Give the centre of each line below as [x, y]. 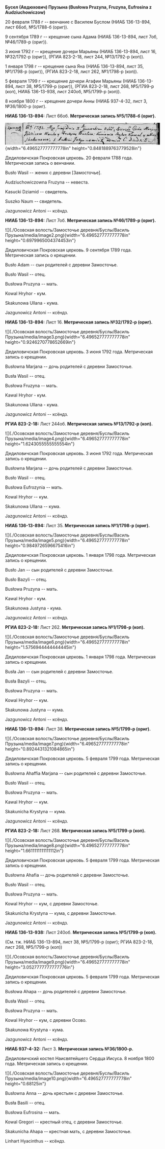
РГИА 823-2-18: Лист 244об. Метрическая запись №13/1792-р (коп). [79, 424]
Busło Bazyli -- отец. [26, 579]
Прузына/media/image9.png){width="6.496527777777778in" [68, 962]
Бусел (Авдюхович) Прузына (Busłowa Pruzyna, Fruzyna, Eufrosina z [79, 7]
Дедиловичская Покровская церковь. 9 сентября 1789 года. [69, 250]
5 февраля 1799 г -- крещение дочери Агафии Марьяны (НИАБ [71, 81]
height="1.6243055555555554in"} [40, 444]
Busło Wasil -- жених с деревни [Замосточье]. [53, 173]
